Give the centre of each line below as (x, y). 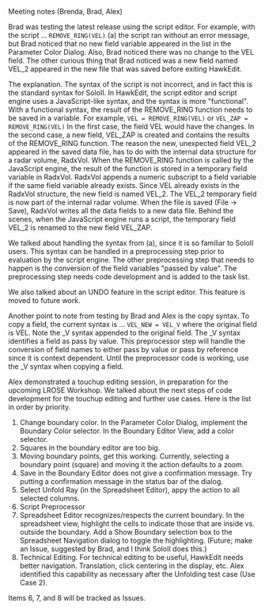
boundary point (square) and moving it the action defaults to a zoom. (132, 464)
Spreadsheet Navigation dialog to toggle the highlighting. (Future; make (136, 540)
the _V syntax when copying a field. (66, 366)
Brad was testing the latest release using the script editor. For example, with (132, 27)
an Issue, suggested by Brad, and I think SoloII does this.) (113, 549)
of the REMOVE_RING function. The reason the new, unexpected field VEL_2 (132, 143)
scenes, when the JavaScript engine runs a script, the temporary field (122, 219)
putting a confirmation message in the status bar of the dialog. (121, 481)
